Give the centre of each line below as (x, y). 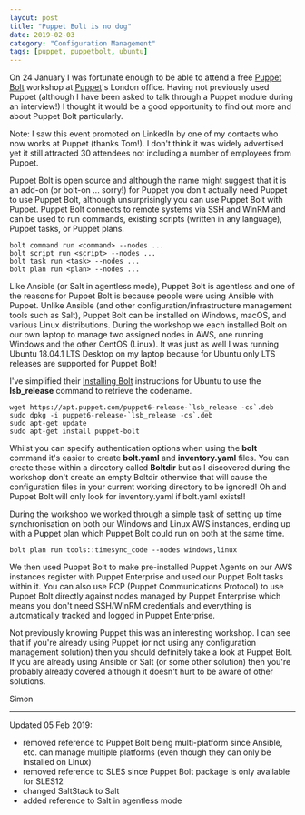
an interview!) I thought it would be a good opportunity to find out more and (151, 106)
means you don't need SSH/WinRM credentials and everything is (131, 606)
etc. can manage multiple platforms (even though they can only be (147, 752)
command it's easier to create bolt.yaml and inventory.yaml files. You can (149, 458)
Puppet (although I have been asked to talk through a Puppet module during (151, 97)
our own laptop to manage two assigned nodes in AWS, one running (137, 335)
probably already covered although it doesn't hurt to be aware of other (142, 672)
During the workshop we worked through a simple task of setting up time (146, 514)
